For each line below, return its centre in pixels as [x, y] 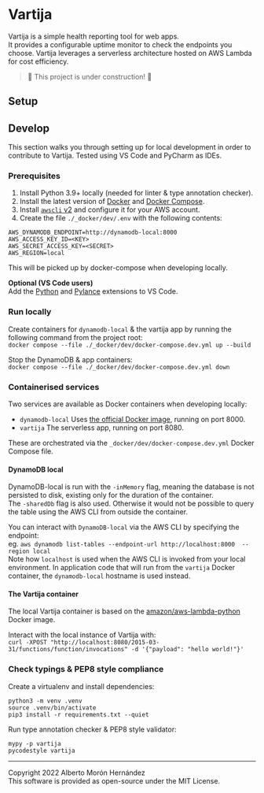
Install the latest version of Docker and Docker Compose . [112, 202]
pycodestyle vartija [42, 750]
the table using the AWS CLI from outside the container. [98, 512]
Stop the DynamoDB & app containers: [70, 359]
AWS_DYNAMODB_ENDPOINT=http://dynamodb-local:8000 [93, 233]
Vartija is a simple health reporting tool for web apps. [93, 36]
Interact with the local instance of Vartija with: [82, 635]
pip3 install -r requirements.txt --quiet [79, 714]
